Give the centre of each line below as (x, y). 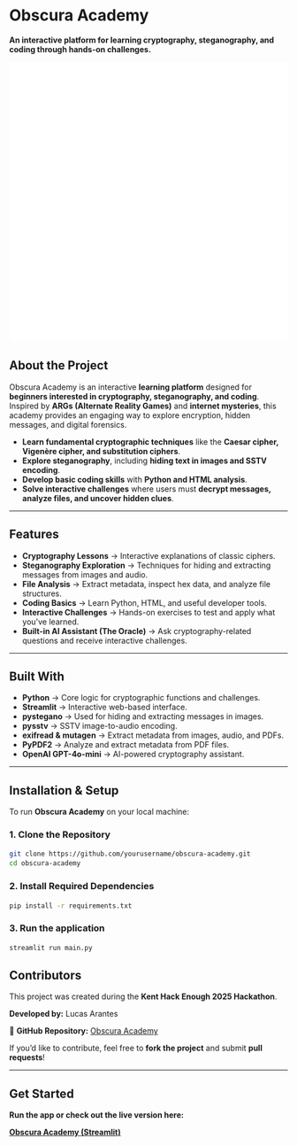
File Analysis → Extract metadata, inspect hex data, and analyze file (146, 584)
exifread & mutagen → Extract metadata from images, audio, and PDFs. (153, 735)
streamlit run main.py (51, 948)
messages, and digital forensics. (68, 424)
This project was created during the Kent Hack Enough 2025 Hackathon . (143, 996)
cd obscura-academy (45, 863)
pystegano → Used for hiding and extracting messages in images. (143, 716)
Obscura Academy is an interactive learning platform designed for (130, 387)
